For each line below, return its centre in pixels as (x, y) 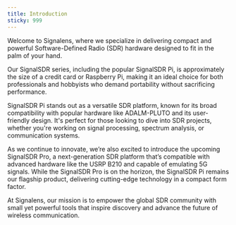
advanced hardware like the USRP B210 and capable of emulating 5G (107, 164)
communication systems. (44, 135)
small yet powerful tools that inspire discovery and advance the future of (113, 207)
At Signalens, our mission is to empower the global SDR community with (112, 200)
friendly (19, 120)
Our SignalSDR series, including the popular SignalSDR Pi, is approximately (116, 69)
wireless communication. (43, 215)
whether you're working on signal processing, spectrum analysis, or (106, 128)
